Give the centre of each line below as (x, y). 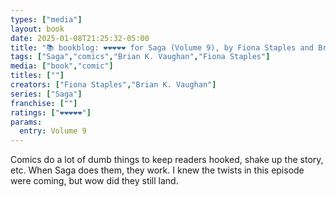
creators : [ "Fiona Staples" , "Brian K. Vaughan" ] (113, 85)
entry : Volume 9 (53, 131)
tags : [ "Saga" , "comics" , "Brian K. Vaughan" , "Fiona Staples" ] (140, 57)
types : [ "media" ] (46, 19)
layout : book (37, 29)
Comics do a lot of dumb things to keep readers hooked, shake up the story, (167, 160)
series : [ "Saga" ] (46, 94)
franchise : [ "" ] (44, 103)
